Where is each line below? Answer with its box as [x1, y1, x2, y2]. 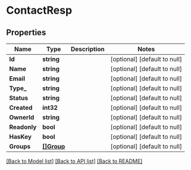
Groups [9, 143, 31, 150]
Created [9, 104, 33, 112]
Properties [6, 27, 46, 38]
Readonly [9, 123, 37, 131]
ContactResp [6, 4, 73, 17]
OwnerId [9, 113, 35, 121]
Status [9, 94, 29, 102]
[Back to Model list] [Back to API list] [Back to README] [6, 157, 143, 165]
